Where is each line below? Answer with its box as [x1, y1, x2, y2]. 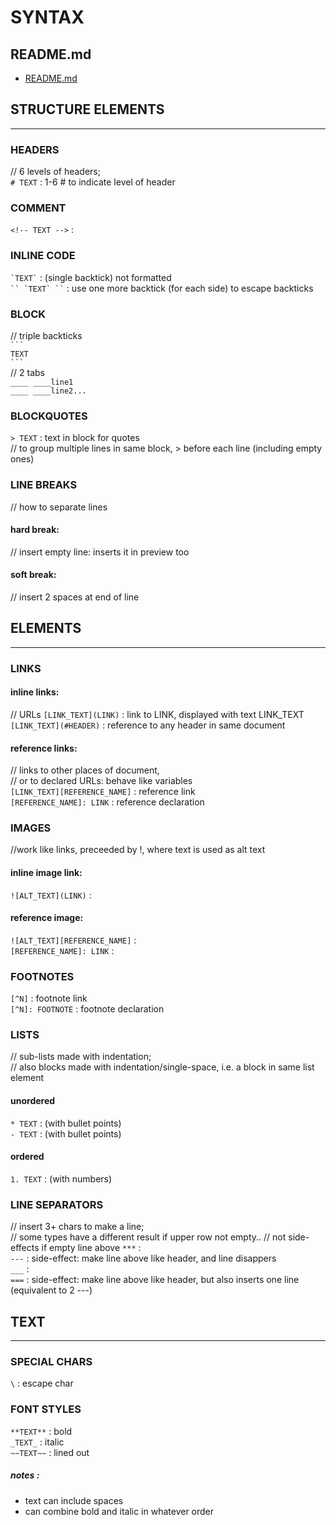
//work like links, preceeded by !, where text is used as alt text [10, 844, 266, 856]
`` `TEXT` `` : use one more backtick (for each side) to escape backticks [10, 282, 314, 294]
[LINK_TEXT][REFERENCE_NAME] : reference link [10, 786, 196, 798]
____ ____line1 [10, 377, 74, 387]
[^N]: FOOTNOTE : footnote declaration [10, 1003, 165, 1015]
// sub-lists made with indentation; [10, 1051, 152, 1063]
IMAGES [10, 821, 52, 835]
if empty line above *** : [41, 1242, 142, 1254]
